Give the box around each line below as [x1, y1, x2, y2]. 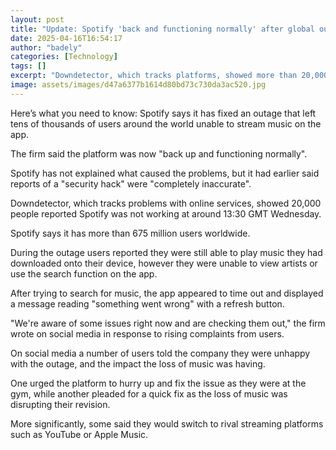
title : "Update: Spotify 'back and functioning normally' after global [10, 24, 315, 34]
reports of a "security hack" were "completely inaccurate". [10, 177, 252, 190]
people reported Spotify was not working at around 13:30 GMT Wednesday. [10, 207, 322, 220]
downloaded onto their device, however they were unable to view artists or [10, 257, 318, 269]
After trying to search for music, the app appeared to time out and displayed [10, 287, 324, 299]
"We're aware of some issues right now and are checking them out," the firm [10, 317, 326, 329]
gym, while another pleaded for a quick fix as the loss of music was [10, 387, 288, 400]
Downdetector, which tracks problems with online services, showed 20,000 [10, 197, 322, 209]
